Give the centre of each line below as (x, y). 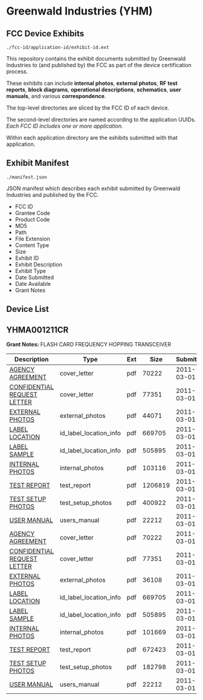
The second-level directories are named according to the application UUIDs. (101, 120)
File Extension (32, 239)
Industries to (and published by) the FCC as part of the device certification (99, 65)
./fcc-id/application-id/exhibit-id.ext (58, 47)
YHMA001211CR (37, 330)
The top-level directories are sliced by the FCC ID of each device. (88, 108)
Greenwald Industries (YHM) (79, 11)
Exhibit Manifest (38, 163)
